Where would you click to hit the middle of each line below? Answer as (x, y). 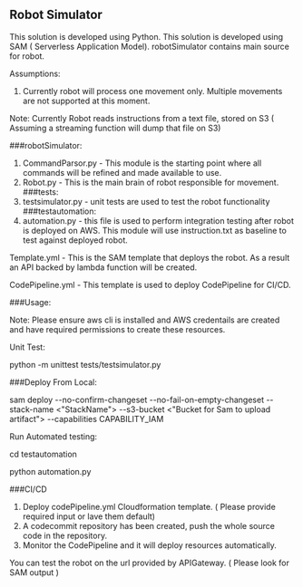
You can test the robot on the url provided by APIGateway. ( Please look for (150, 563)
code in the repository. (64, 535)
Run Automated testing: (54, 436)
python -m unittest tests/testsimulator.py (85, 364)
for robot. (27, 56)
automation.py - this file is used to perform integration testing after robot (158, 220)
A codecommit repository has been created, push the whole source (148, 525)
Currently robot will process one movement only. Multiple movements (152, 91)
